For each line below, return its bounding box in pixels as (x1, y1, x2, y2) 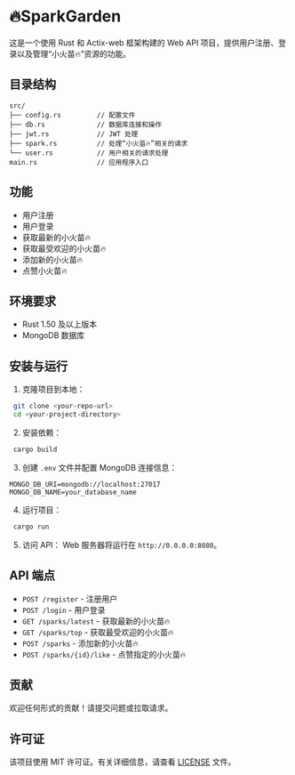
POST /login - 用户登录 (21, 604, 106, 615)
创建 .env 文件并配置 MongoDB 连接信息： (21, 462, 178, 472)
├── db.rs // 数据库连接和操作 (9, 120, 163, 129)
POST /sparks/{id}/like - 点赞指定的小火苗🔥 (21, 649, 187, 659)
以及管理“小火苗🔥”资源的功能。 (16, 48, 132, 59)
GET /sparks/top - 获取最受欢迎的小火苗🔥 (21, 626, 174, 637)
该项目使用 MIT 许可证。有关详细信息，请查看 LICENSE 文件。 (9, 756, 236, 767)
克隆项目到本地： (21, 384, 85, 395)
